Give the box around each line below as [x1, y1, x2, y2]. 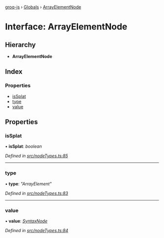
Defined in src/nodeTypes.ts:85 [5, 153, 68, 159]
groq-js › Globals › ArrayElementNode [5, 4, 82, 10]
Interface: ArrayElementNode [5, 21, 128, 32]
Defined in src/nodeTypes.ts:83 [5, 190, 68, 196]
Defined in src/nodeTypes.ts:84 [5, 227, 68, 233]
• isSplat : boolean [5, 143, 42, 149]
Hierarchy [5, 40, 36, 49]
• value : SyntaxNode [5, 218, 48, 224]
